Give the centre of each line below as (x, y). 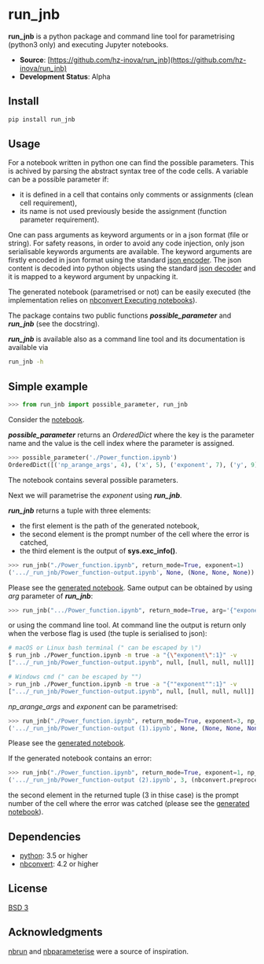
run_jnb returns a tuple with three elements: (80, 510)
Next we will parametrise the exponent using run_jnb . (95, 495)
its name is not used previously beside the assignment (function (123, 212)
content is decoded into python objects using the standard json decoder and (132, 268)
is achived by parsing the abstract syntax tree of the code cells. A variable (128, 171)
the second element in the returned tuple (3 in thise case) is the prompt (124, 795)
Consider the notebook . (46, 419)
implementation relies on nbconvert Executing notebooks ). (103, 300)
